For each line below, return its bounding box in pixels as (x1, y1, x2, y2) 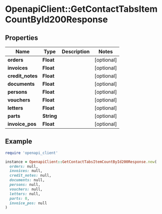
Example (5, 137, 32, 146)
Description (61, 48, 90, 55)
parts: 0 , (9, 196, 29, 201)
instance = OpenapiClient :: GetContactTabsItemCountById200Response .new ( (5, 159, 157, 164)
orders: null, (9, 164, 38, 169)
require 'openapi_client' (5, 150, 58, 155)
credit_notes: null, (9, 173, 52, 178)
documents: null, (9, 178, 45, 183)
